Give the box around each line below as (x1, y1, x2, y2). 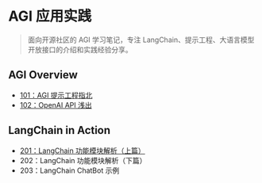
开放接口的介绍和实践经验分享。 (27, 44, 133, 54)
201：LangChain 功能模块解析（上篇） (19, 146, 145, 155)
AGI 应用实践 (8, 7, 92, 25)
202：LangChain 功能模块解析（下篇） (19, 155, 147, 165)
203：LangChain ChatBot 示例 (19, 166, 120, 175)
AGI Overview (8, 68, 78, 82)
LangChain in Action (8, 124, 111, 137)
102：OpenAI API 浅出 (19, 100, 93, 109)
